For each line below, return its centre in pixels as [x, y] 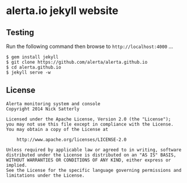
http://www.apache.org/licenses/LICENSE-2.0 [72, 139]
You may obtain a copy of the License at [57, 129]
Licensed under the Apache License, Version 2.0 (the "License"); [89, 119]
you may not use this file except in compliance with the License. [90, 124]
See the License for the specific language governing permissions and [94, 170]
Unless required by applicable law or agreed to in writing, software [94, 150]
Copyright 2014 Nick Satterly [43, 109]
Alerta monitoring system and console [53, 103]
